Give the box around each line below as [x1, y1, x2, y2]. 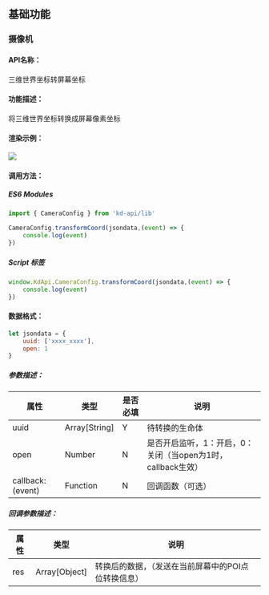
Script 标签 [8, 257, 46, 267]
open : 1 [22, 344, 48, 353]
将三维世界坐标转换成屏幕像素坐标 [8, 113, 121, 123]
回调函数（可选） [147, 480, 212, 492]
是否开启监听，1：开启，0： [147, 438, 254, 449]
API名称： [8, 55, 42, 64]
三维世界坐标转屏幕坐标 [8, 75, 86, 84]
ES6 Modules [8, 189, 54, 199]
